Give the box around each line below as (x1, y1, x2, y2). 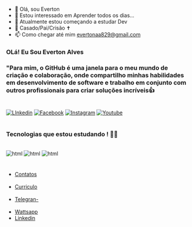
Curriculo (14, 183, 38, 190)
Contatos (14, 171, 37, 178)
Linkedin (14, 215, 36, 222)
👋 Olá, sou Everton (14, 6, 60, 12)
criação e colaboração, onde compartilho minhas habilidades (6, 71, 184, 79)
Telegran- (14, 196, 39, 203)
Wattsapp (14, 208, 38, 215)
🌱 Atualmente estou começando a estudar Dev (14, 18, 127, 25)
